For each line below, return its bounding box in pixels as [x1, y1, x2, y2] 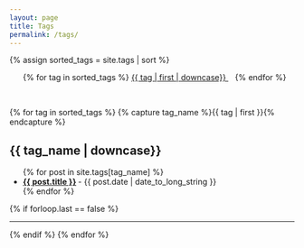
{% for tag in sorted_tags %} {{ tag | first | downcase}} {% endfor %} [22, 72, 287, 83]
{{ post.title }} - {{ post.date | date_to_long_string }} [22, 177, 217, 188]
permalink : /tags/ [9, 30, 79, 39]
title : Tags [9, 22, 54, 31]
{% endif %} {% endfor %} [9, 229, 109, 240]
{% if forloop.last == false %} [9, 204, 119, 215]
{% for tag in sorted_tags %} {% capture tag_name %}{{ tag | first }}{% [9, 107, 275, 118]
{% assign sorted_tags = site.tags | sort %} [9, 55, 170, 66]
